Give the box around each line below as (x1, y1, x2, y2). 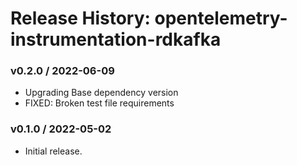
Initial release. (24, 145, 83, 157)
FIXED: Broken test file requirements (24, 97, 175, 109)
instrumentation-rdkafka (10, 28, 222, 51)
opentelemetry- (154, 7, 288, 30)
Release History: (10, 7, 151, 30)
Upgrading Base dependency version (24, 87, 179, 99)
